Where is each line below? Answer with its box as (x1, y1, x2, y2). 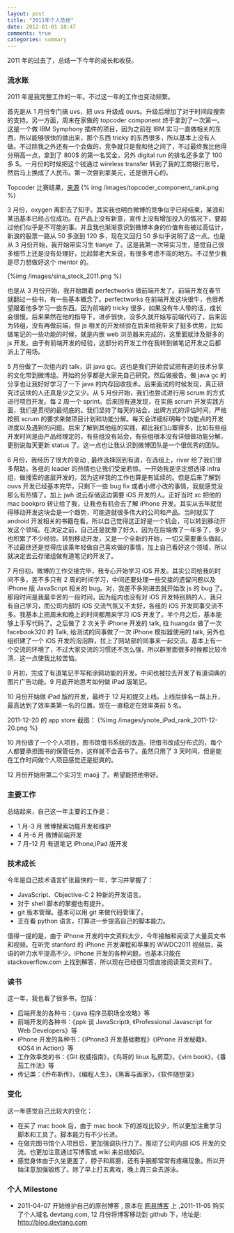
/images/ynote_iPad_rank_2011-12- (118, 716, 218, 724)
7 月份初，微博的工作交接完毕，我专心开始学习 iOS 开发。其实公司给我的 (7, 567, 215, 575)
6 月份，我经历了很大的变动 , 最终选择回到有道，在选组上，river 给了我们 (7, 455, 216, 465)
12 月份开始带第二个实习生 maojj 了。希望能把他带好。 (7, 771, 162, 779)
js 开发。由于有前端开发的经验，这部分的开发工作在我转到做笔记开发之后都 (7, 339, 221, 347)
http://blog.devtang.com (17, 1218, 88, 1226)
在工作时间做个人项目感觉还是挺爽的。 (7, 756, 117, 764)
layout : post (7, 10, 45, 17)
